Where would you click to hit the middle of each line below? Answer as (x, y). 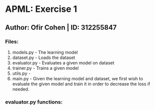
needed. (21, 89)
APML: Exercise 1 (41, 9)
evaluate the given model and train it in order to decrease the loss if (81, 84)
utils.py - (21, 73)
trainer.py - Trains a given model (46, 68)
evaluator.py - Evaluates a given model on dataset (63, 62)
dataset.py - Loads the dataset (44, 57)
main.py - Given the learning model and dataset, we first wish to (78, 78)
